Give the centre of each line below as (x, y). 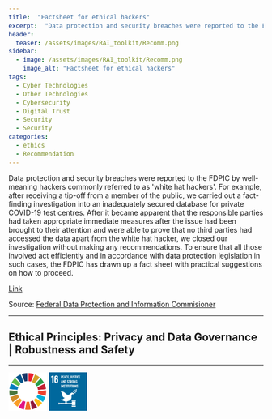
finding (20, 203)
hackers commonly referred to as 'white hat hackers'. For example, (151, 186)
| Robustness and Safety (72, 350)
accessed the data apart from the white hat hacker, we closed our (118, 238)
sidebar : (23, 51)
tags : (17, 77)
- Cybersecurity (43, 103)
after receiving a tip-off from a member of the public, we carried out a (125, 195)
